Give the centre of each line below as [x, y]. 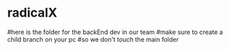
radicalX [32, 13]
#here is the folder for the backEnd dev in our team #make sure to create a [115, 32]
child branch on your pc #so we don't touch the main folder [93, 39]
